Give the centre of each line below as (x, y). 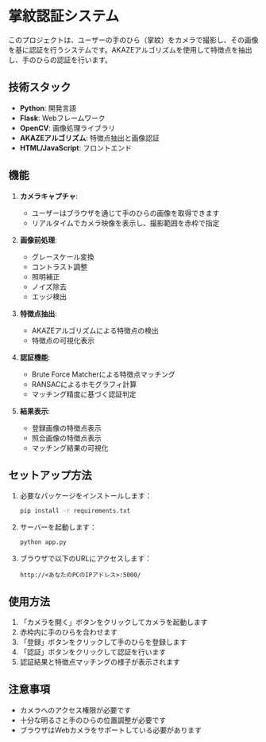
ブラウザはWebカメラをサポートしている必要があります (111, 730)
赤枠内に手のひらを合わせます (68, 632)
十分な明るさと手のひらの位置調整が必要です (93, 720)
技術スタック (40, 87)
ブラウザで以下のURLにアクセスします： (86, 559)
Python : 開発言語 (48, 107)
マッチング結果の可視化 (70, 447)
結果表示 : (35, 411)
